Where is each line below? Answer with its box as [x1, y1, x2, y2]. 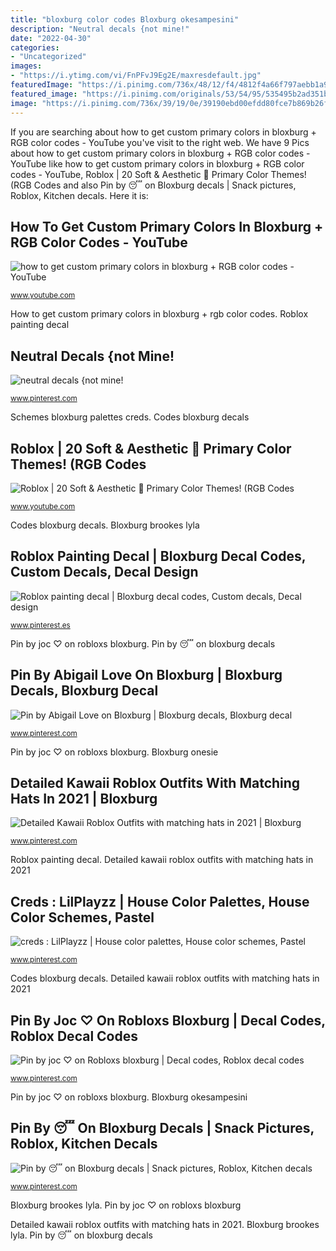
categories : [10, 42, 60, 53]
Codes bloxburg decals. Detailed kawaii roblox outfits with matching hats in [10, 972, 320, 985]
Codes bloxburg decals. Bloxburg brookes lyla [10, 519, 200, 531]
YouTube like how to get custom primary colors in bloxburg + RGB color [10, 157, 305, 170]
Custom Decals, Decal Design [10, 564, 199, 581]
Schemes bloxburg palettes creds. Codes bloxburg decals [10, 411, 250, 423]
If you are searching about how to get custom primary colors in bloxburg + [10, 126, 317, 138]
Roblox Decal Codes [10, 1027, 138, 1045]
